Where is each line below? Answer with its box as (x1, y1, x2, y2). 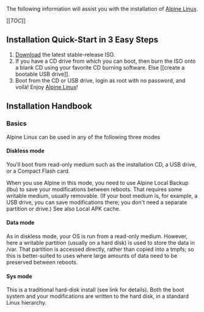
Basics (6, 119, 27, 128)
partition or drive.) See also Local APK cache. (6, 205, 121, 212)
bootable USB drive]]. (15, 70, 70, 78)
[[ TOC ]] (6, 17, 26, 24)
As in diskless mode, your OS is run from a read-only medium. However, (6, 232, 188, 240)
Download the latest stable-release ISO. (15, 51, 115, 58)
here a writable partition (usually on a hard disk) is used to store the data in (6, 239, 195, 246)
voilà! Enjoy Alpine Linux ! (15, 83, 78, 90)
